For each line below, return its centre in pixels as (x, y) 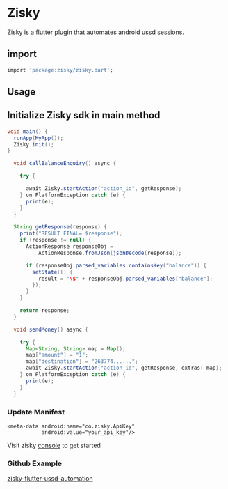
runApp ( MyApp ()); (39, 138)
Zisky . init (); (34, 144)
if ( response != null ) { (56, 240)
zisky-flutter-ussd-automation (50, 479)
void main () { (28, 131)
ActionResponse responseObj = (69, 247)
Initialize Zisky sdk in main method (84, 115)
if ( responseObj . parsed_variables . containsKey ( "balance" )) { (116, 265)
